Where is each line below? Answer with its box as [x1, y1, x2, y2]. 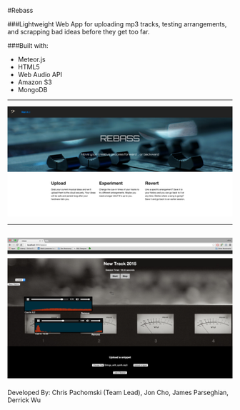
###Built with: [7, 41, 49, 49]
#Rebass [7, 6, 34, 14]
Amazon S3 [17, 78, 52, 86]
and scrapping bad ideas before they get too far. [7, 28, 150, 36]
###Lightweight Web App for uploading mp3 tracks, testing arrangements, [7, 20, 227, 28]
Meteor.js [17, 55, 46, 64]
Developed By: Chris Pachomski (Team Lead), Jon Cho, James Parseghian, [7, 388, 229, 396]
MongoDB [17, 86, 48, 94]
